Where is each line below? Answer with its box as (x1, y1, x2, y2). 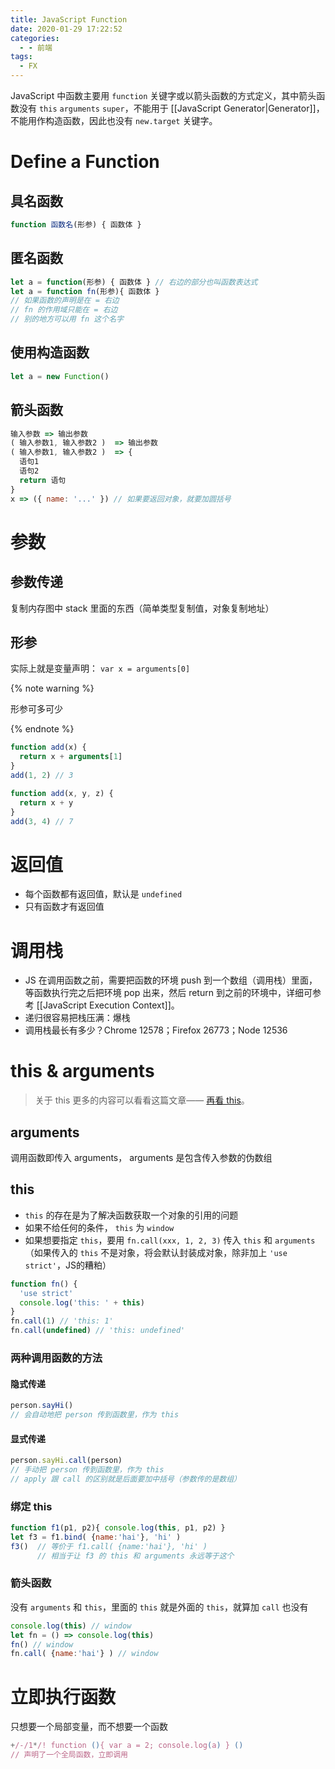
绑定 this (10, 1499, 53, 1513)
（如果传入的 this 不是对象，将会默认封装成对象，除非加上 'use (24, 1246, 288, 1258)
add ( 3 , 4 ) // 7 (10, 816, 74, 826)
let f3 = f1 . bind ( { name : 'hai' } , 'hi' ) (10, 1532, 182, 1542)
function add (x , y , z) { (10, 788, 114, 798)
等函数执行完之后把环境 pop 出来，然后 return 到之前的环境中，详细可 (24, 987, 313, 999)
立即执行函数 (10, 1686, 117, 1708)
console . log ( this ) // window (10, 1621, 132, 1631)
